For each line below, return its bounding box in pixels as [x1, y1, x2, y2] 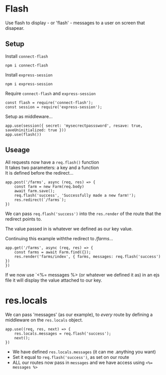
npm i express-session [5, 81, 53, 86]
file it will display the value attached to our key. [5, 277, 102, 283]
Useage [5, 146, 30, 154]
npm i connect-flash [5, 63, 49, 68]
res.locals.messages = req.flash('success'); [14, 331, 112, 336]
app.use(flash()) [5, 132, 42, 137]
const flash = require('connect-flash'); [5, 100, 94, 105]
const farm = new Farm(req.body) [14, 184, 85, 189]
